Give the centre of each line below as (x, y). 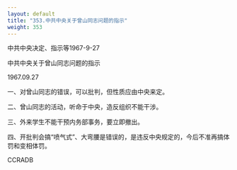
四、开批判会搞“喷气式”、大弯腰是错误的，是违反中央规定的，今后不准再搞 (116, 137)
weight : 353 (25, 27)
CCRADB (21, 160)
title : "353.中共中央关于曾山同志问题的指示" (68, 21)
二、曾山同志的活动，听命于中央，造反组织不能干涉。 (85, 107)
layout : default (31, 14)
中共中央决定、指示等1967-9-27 (54, 48)
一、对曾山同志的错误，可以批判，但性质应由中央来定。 (88, 92)
